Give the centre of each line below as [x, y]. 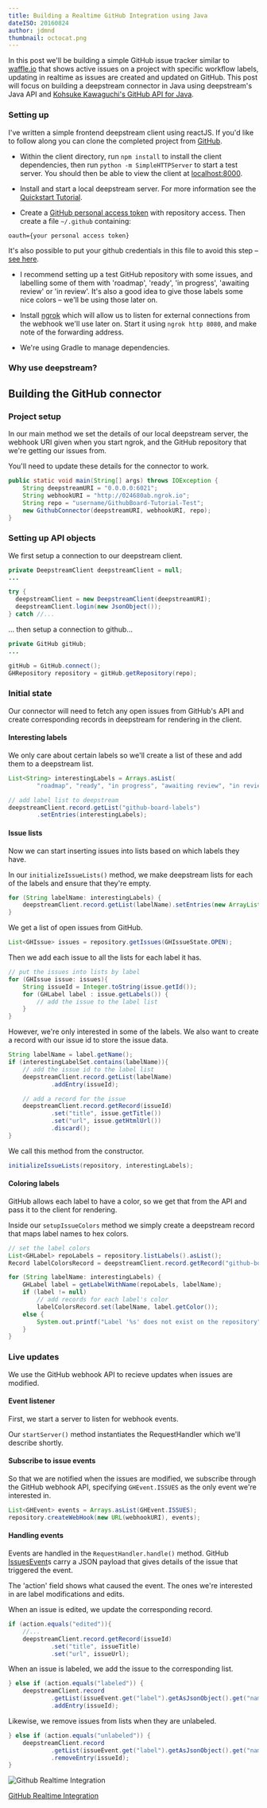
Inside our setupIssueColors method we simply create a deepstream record [132, 1225]
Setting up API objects [52, 538]
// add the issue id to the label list [89, 1069]
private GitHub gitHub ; [48, 644]
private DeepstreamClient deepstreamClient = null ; [95, 570]
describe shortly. [36, 1442]
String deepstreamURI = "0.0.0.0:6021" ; [90, 488]
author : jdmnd [32, 30]
